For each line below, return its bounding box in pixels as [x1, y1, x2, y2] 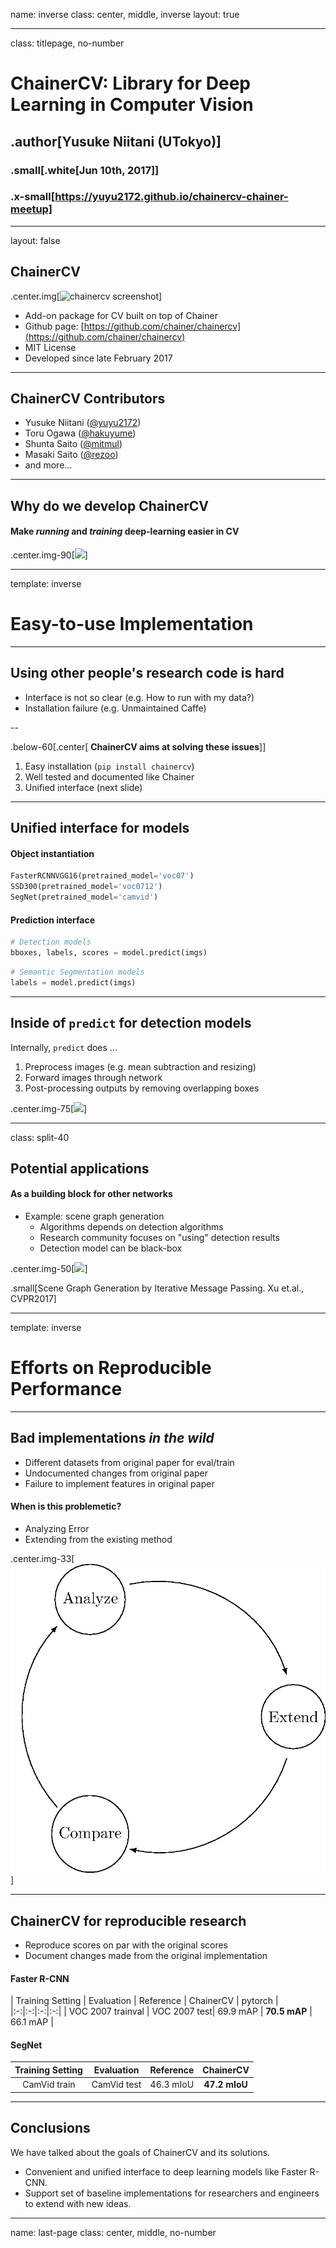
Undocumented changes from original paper [24, 1467, 209, 1479]
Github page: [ [24, 320, 85, 332]
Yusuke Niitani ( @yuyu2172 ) [24, 417, 142, 429]
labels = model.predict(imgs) [10, 977, 137, 988]
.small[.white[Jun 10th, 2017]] [10, 163, 160, 177]
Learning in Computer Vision [10, 94, 254, 116]
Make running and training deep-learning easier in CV [10, 525, 240, 538]
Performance [10, 1378, 123, 1401]
